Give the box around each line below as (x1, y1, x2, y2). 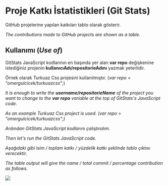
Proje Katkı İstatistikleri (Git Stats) (5, 5, 150, 17)
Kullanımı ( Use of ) (5, 46, 63, 55)
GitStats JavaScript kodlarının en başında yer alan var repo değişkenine (5, 59, 154, 66)
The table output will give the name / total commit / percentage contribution (5, 160, 163, 166)
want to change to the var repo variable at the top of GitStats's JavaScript (5, 95, 160, 101)
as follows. (5, 165, 28, 171)
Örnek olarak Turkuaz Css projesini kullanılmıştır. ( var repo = (5, 75, 131, 81)
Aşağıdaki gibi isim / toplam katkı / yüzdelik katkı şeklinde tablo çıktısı (5, 145, 150, 151)
